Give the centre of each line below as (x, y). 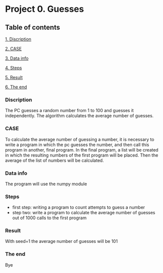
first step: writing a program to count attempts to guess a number (79, 207)
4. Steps (14, 68)
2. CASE (14, 49)
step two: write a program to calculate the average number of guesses (84, 213)
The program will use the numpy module (46, 184)
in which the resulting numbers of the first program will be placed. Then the (82, 155)
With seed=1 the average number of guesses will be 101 (62, 241)
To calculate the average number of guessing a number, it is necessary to (80, 139)
